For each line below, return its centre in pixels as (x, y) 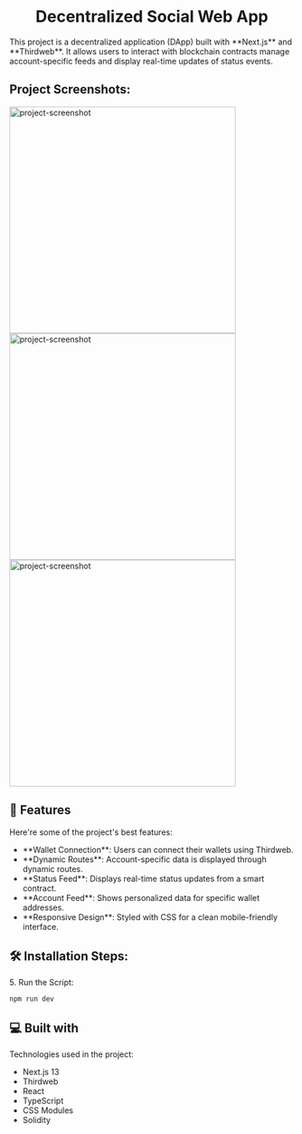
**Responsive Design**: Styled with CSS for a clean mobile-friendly (150, 916)
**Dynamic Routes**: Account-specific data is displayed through (144, 859)
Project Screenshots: (70, 89)
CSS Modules (48, 1110)
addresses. (43, 907)
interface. (40, 926)
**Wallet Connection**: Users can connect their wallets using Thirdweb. (158, 849)
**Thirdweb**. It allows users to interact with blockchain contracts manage (150, 51)
